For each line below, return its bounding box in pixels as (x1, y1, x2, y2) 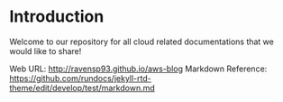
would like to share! (9, 45, 82, 56)
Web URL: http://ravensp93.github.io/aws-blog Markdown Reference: (9, 63, 268, 74)
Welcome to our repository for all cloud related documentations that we (9, 36, 275, 47)
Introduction (9, 6, 105, 27)
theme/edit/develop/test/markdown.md (9, 82, 155, 93)
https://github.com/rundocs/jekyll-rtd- (9, 72, 151, 83)
